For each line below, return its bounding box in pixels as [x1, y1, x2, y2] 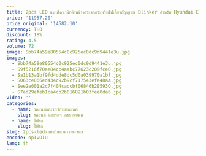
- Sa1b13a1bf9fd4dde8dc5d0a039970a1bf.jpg [12, 72, 122, 78]
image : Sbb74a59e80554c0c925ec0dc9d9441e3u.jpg [6, 49, 131, 55]
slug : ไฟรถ [17, 123, 44, 130]
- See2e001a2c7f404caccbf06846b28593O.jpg [12, 84, 122, 90]
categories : [6, 100, 37, 106]
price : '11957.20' [6, 15, 53, 21]
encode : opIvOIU [6, 135, 48, 141]
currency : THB [6, 26, 43, 33]
